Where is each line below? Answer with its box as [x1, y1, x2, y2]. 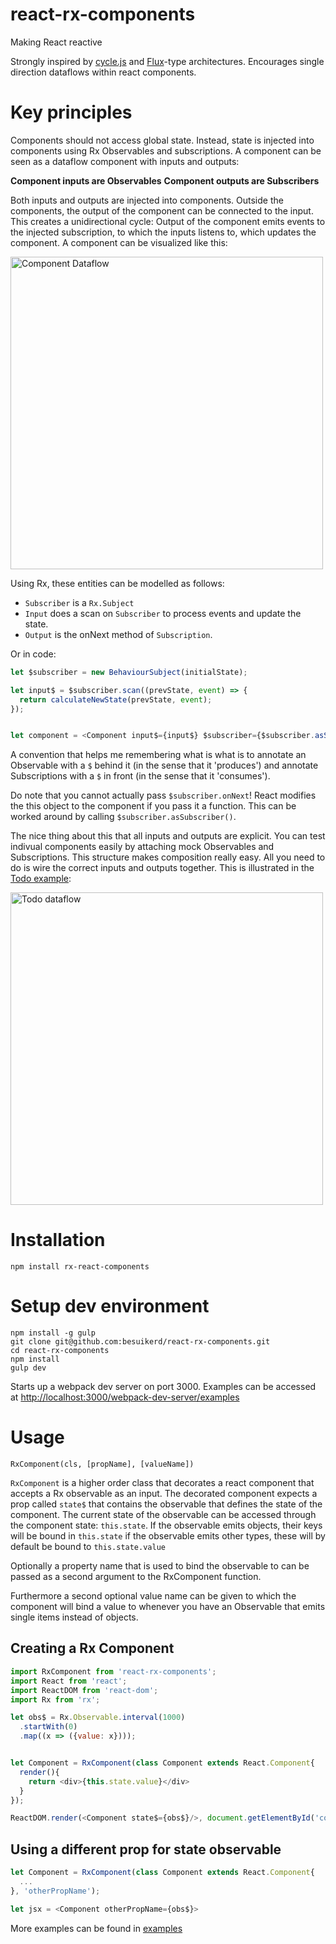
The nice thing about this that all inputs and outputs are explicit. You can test [10, 830, 326, 842]
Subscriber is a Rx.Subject [24, 596, 135, 608]
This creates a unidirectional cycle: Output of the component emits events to [10, 215, 326, 227]
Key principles [10, 101, 133, 124]
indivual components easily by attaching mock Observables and [10, 841, 275, 853]
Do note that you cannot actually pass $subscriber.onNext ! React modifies [10, 789, 317, 802]
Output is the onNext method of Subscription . [24, 628, 213, 640]
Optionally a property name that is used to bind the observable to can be [10, 1560, 310, 1572]
